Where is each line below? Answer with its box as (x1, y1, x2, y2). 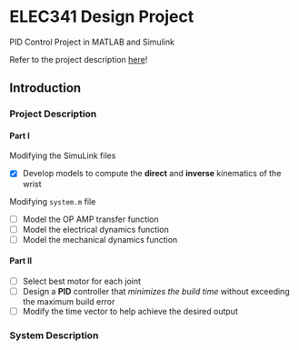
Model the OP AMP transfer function (22, 214, 159, 225)
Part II (9, 255, 33, 266)
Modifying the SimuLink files (9, 150, 116, 161)
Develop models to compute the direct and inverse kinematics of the (22, 168, 282, 179)
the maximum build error (22, 296, 115, 307)
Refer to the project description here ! (9, 54, 148, 65)
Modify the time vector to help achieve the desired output (22, 306, 238, 317)
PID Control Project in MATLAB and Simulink (9, 36, 175, 47)
